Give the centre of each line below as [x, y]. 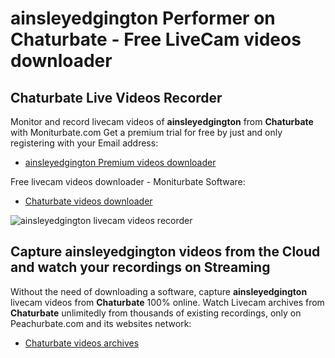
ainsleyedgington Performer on [143, 18]
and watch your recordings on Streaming [140, 267]
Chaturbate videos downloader [88, 201]
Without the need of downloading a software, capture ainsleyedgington [159, 291]
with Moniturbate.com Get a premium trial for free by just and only [146, 132]
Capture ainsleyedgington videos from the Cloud [165, 252]
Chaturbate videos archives [82, 343]
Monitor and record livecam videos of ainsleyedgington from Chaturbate [162, 121]
